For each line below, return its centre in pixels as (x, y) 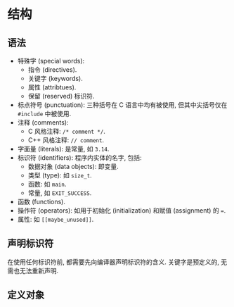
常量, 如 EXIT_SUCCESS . (60, 193)
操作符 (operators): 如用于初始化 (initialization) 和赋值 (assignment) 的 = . (122, 211)
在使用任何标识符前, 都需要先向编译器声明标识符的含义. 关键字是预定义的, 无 (117, 262)
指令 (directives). (52, 70)
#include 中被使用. (44, 114)
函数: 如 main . (47, 184)
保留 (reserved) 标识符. (61, 96)
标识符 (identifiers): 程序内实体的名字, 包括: (79, 158)
